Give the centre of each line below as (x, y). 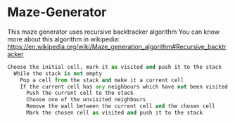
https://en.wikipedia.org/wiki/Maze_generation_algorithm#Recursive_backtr (117, 46)
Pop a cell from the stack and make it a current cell (102, 80)
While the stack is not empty (58, 73)
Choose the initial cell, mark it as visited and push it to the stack (114, 67)
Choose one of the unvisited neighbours (86, 100)
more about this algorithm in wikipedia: (64, 39)
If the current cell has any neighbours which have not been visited (124, 86)
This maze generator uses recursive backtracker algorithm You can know (114, 32)
